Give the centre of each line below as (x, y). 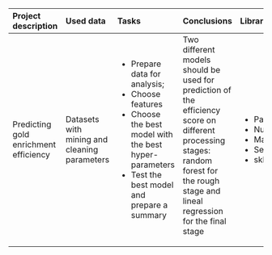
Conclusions (207, 21)
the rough (201, 181)
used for (198, 80)
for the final (204, 221)
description (35, 26)
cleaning (82, 150)
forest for (200, 171)
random (198, 161)
